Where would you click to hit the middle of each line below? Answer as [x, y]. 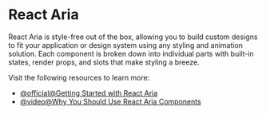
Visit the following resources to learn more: [79, 77]
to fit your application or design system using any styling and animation [126, 45]
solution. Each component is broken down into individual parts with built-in [131, 53]
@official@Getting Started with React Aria [89, 92]
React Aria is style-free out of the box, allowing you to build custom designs [133, 37]
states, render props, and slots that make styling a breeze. [104, 62]
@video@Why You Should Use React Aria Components [110, 101]
